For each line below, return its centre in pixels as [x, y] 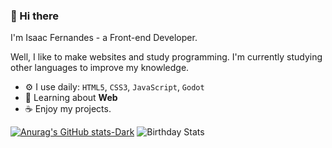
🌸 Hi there [35, 16]
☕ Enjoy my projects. [68, 109]
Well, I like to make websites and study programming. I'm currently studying [166, 57]
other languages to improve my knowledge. [100, 68]
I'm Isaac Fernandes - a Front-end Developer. [104, 38]
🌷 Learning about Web [71, 98]
